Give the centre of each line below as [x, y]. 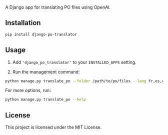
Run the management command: [46, 71]
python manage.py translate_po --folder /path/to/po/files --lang [76, 81]
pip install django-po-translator [41, 34]
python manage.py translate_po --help [45, 99]
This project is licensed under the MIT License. [53, 127]
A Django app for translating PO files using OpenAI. [58, 7]
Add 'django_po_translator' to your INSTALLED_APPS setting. [74, 62]
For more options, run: [28, 90]
